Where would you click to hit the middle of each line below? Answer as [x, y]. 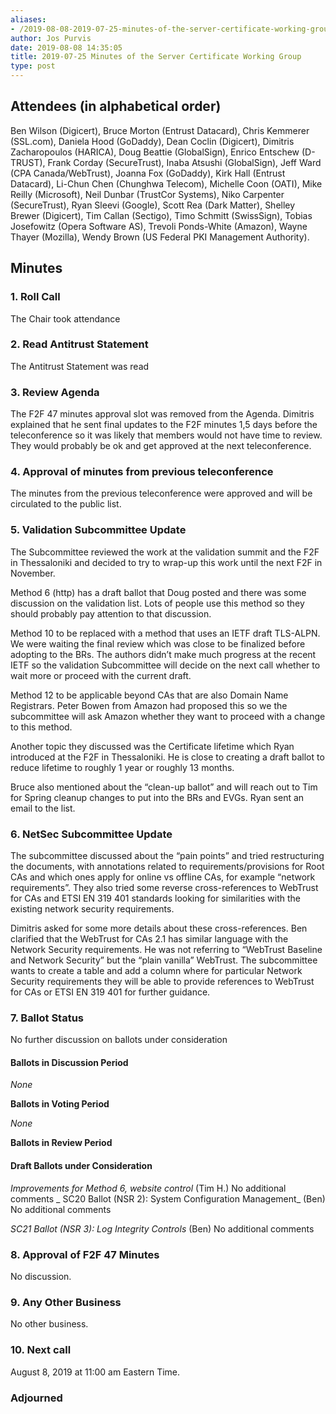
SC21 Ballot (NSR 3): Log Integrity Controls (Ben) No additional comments [162, 1228]
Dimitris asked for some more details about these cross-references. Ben [159, 928]
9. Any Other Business [66, 1302]
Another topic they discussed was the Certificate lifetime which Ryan [152, 746]
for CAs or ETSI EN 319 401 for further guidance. [110, 992]
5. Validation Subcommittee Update [98, 530]
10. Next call [41, 1350]
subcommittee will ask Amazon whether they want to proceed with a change [168, 716]
